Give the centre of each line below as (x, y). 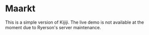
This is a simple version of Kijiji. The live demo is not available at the (74, 22)
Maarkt (20, 9)
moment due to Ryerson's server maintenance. (53, 27)
